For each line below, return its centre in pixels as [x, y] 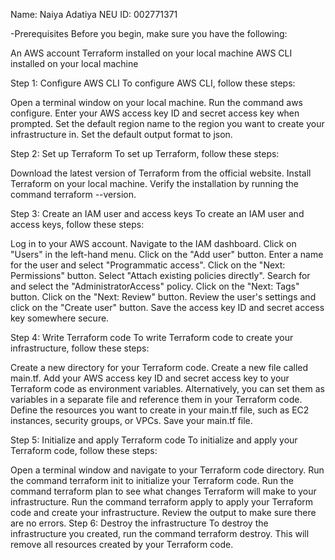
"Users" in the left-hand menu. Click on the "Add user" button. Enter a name [167, 254]
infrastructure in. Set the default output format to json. [121, 134]
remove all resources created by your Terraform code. [122, 544]
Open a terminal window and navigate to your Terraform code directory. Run [167, 470]
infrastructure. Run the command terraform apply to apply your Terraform [162, 502]
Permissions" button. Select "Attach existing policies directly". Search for [160, 275]
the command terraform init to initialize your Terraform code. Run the [152, 480]
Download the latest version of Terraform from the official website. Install [161, 173]
